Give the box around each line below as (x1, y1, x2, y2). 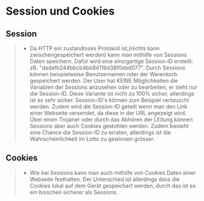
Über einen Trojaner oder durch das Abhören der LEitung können (29, 116, 193, 123)
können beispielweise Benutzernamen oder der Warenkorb (29, 71, 178, 77)
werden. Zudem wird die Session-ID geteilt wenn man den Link (29, 103, 188, 110)
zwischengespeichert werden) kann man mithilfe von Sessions (29, 51, 187, 58)
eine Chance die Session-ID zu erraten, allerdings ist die (29, 129, 171, 136)
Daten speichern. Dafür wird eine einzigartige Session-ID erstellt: (29, 58, 193, 65)
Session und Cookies (5, 4, 115, 18)
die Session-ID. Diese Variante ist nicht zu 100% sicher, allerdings (29, 90, 195, 97)
